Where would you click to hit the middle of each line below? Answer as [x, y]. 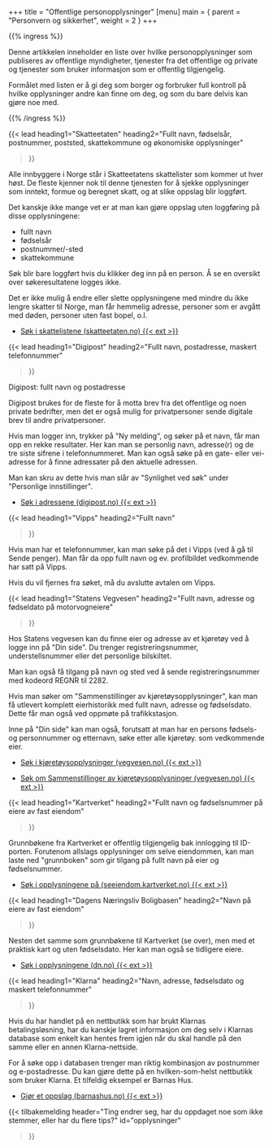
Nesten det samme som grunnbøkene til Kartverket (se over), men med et [132, 941]
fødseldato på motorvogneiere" [61, 607]
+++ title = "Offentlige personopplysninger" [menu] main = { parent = [125, 12]
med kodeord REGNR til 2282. [58, 680]
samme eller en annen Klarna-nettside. [74, 1047]
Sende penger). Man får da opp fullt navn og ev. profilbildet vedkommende [134, 558]
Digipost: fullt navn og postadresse [67, 387]
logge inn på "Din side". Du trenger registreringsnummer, [104, 647]
